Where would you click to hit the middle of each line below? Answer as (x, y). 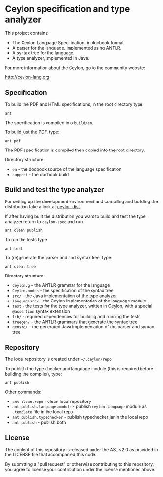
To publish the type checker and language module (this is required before (79, 369)
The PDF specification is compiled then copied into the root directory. (75, 150)
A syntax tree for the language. (43, 53)
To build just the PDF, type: (32, 132)
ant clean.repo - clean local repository (52, 402)
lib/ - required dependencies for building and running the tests (76, 316)
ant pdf (13, 141)
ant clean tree (21, 266)
